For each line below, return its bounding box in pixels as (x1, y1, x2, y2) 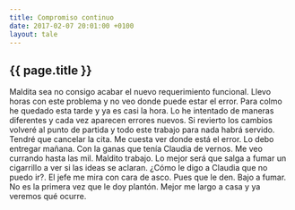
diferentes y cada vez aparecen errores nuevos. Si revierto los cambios (9, 115, 273, 126)
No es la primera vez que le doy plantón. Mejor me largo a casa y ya (9, 181, 261, 192)
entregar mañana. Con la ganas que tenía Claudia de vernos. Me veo (9, 144, 263, 155)
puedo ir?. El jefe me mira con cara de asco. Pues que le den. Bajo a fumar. (9, 172, 287, 183)
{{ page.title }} (9, 63, 92, 78)
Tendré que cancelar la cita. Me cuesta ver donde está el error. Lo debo (9, 134, 274, 145)
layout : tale (9, 29, 58, 38)
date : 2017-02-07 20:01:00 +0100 (9, 21, 134, 30)
